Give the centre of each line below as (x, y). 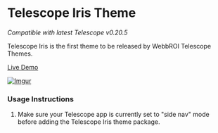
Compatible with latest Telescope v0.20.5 (68, 32)
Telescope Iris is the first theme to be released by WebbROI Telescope (109, 46)
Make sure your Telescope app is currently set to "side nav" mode (113, 115)
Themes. (20, 53)
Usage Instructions (40, 99)
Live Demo (23, 67)
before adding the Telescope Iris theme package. (89, 122)
